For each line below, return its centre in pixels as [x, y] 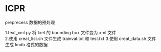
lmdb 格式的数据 [31, 44]
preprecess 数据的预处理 [30, 22]
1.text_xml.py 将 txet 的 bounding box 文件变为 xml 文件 [61, 32]
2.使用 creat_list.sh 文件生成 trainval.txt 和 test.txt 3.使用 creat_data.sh [76, 39]
